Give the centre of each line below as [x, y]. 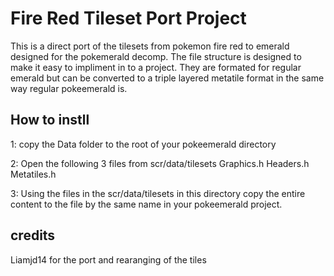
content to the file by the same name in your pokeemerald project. [146, 204]
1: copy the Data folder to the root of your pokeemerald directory [143, 144]
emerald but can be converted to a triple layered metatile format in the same [167, 78]
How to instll [50, 120]
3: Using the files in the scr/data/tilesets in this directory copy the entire [158, 193]
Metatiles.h [33, 174]
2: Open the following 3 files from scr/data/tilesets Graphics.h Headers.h [160, 163]
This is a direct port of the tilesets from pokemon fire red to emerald [150, 46]
